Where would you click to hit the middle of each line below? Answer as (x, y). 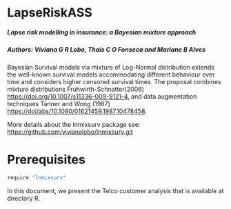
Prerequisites (47, 159)
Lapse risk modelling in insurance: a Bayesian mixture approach (102, 32)
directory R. (24, 199)
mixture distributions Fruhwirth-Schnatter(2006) (76, 89)
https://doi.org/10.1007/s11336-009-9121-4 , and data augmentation (102, 96)
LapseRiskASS (50, 13)
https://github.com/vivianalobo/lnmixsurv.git (70, 132)
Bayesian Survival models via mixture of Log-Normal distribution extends (111, 67)
